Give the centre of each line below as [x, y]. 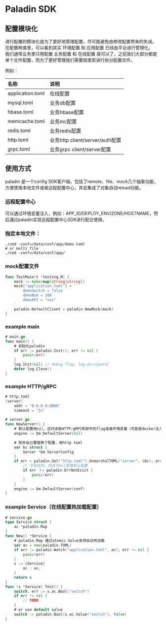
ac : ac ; [32, 569]
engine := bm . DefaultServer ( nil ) [48, 434]
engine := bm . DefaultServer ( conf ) [49, 489]
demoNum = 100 [37, 295]
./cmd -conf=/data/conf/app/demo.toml [45, 244]
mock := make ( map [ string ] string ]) [49, 282]
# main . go [15, 337]
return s [23, 577]
